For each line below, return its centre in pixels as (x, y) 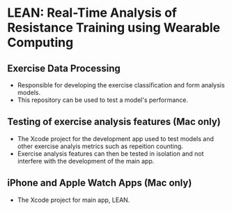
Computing (40, 43)
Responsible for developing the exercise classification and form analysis (121, 85)
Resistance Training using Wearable (114, 28)
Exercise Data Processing (64, 68)
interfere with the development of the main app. (86, 161)
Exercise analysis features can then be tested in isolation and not (110, 153)
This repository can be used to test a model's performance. (102, 100)
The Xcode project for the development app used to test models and (116, 138)
